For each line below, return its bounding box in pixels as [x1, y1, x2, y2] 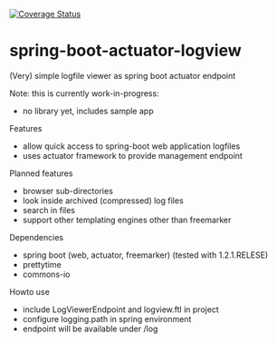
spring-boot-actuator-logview [9, 41, 242, 61]
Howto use [9, 286, 50, 297]
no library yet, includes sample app [22, 105, 154, 116]
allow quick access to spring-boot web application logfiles [22, 141, 241, 152]
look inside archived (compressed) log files [22, 195, 184, 206]
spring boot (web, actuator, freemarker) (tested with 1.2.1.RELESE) [22, 250, 269, 260]
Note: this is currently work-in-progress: [9, 87, 160, 99]
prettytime [22, 259, 62, 269]
